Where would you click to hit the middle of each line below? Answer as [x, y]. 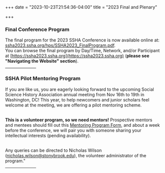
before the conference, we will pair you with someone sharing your [73, 130]
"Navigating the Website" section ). [42, 61]
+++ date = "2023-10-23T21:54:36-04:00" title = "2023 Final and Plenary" [81, 7]
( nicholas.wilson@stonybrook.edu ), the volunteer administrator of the [76, 155]
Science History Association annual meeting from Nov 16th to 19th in [75, 94]
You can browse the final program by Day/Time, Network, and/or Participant [82, 51]
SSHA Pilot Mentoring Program [43, 78]
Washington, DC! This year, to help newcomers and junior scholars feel [77, 100]
